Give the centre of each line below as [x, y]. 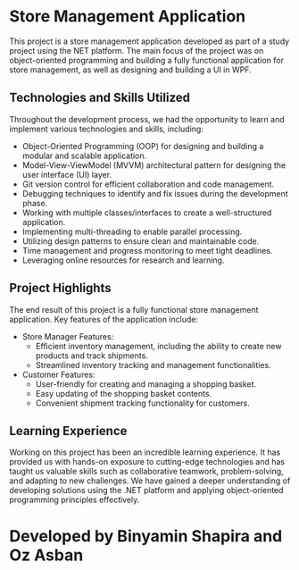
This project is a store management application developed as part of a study [149, 41]
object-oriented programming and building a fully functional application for [146, 60]
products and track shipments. [92, 356]
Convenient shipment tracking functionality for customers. [142, 403]
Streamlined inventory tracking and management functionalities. [153, 365]
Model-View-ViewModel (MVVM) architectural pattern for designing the [154, 165]
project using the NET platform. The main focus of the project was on [137, 50]
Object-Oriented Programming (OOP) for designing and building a [143, 146]
